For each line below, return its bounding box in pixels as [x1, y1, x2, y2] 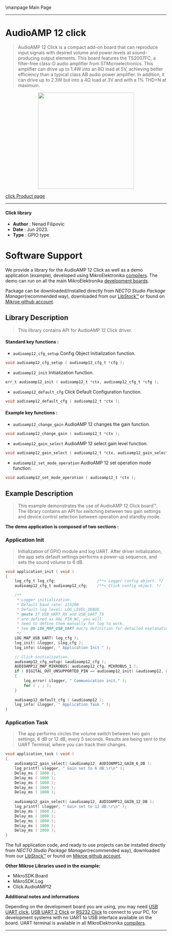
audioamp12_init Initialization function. [12, 369, 94, 375]
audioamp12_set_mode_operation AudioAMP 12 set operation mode [12, 460, 151, 466]
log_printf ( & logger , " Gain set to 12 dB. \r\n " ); [14, 804, 127, 809]
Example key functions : [5, 410, 58, 416]
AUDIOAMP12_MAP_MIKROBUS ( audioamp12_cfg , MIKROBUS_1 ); [14, 664, 139, 669]
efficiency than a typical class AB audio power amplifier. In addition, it [17, 71, 165, 78]
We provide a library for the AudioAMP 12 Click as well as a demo [5, 267, 143, 273]
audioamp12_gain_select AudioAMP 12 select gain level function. [12, 440, 148, 446]
